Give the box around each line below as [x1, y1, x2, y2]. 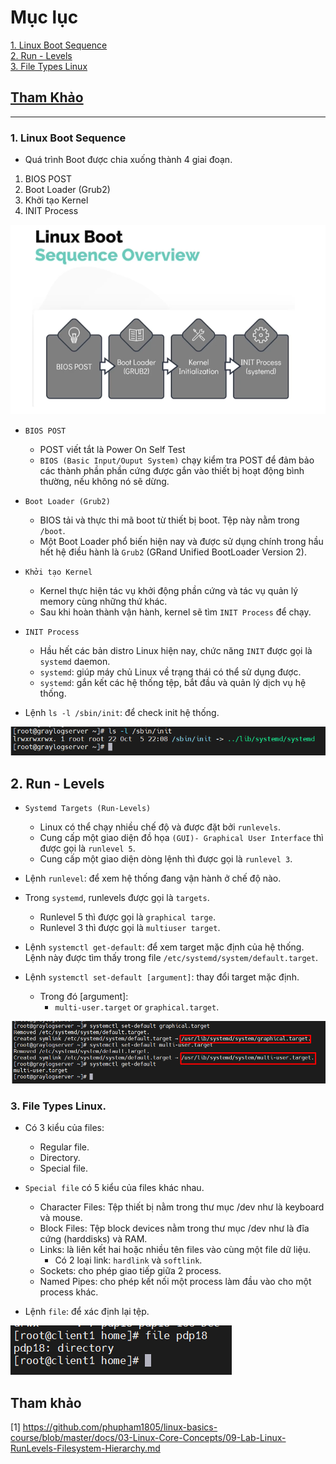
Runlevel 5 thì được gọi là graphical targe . [39, 911, 216, 923]
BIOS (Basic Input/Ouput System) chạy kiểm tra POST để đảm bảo [39, 454, 315, 466]
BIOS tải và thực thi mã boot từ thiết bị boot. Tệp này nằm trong [39, 514, 300, 526]
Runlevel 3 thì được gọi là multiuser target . [39, 922, 221, 934]
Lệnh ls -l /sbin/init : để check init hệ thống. [24, 707, 220, 719]
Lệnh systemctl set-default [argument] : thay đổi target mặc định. [24, 971, 300, 983]
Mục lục [10, 6, 79, 29]
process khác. [39, 1286, 99, 1298]
